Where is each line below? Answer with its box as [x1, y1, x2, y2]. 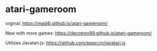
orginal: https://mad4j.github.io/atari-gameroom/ [5, 20, 108, 26]
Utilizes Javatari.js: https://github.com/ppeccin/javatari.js [5, 39, 126, 46]
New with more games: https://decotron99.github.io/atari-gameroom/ [5, 30, 152, 36]
